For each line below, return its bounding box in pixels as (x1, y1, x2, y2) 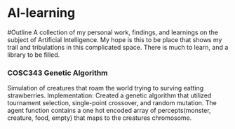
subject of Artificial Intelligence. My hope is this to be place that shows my (7, 35, 222, 43)
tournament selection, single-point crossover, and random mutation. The (7, 99, 217, 107)
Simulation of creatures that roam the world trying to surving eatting (7, 84, 204, 93)
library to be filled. (7, 50, 60, 59)
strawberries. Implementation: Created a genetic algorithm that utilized (7, 91, 212, 100)
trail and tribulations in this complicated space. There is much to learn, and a (7, 43, 229, 51)
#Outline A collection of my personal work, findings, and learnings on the (7, 28, 219, 36)
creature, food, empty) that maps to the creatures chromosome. (7, 114, 192, 122)
